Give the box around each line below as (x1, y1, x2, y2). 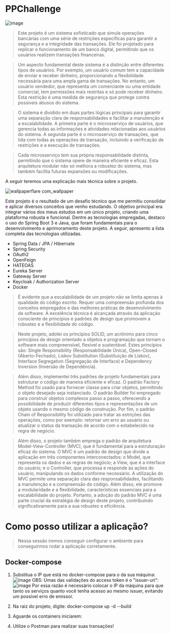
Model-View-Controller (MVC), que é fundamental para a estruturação (17, 443, 165, 449)
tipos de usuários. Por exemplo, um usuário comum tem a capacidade (17, 67, 164, 73)
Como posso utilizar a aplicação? (5, 521, 149, 532)
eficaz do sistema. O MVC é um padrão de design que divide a (17, 448, 149, 455)
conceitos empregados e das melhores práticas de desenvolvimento (17, 305, 162, 311)
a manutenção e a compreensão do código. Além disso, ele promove (17, 481, 162, 487)
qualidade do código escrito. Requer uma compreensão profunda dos (17, 299, 164, 305)
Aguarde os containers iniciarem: (12, 613, 82, 619)
